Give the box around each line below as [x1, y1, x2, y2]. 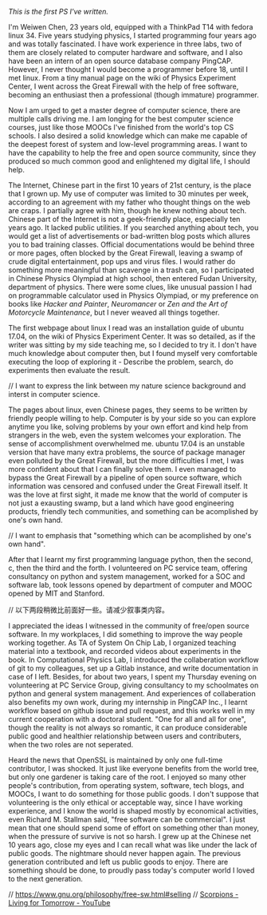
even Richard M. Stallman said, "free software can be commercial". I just [8, 814, 245, 824]
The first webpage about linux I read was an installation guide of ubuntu [8, 323, 245, 332]
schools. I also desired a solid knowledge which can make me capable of [8, 131, 249, 141]
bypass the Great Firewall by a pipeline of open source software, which [8, 473, 242, 482]
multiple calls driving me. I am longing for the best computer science [8, 114, 234, 123]
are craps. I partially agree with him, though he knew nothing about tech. [8, 206, 247, 215]
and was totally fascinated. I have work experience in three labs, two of [8, 39, 242, 49]
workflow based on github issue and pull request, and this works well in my [8, 706, 255, 715]
